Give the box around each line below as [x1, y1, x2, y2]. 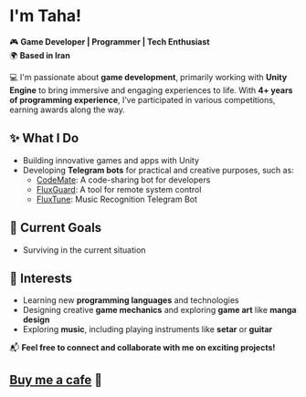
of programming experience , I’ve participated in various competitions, [9, 94, 276, 105]
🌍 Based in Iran [9, 49, 70, 60]
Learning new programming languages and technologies [22, 295, 239, 306]
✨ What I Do [9, 131, 79, 146]
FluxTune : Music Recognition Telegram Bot [36, 193, 198, 204]
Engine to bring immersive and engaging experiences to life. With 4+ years [9, 84, 293, 96]
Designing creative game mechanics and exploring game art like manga [22, 305, 297, 316]
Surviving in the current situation [22, 244, 146, 256]
